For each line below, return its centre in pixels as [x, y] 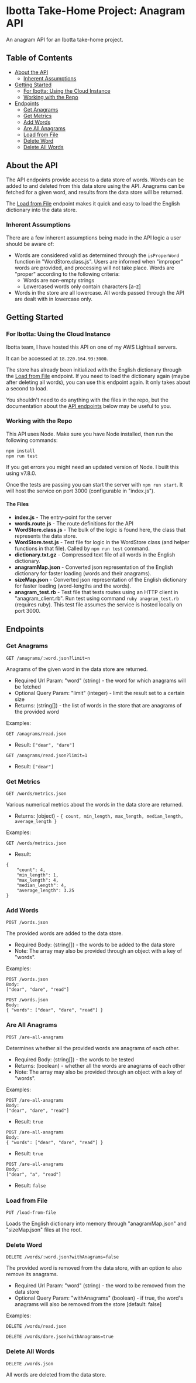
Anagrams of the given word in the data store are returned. [77, 669]
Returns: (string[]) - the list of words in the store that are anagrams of [98, 705]
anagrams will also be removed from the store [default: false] [88, 1304]
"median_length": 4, [42, 886]
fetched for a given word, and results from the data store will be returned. [94, 192]
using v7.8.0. [21, 473]
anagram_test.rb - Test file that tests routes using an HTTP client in [96, 592]
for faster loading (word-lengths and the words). [73, 586]
